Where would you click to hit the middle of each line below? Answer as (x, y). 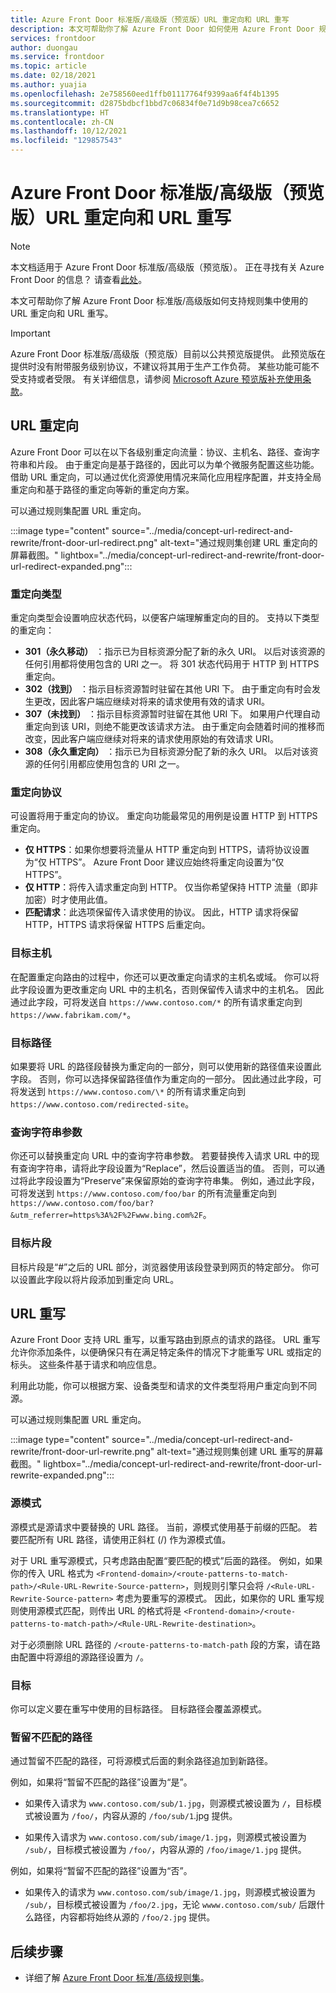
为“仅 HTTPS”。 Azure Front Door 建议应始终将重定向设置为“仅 (154, 862)
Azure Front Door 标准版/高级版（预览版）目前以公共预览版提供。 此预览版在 (168, 353)
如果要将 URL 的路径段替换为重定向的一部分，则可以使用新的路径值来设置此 (166, 1066)
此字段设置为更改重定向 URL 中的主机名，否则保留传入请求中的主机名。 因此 (167, 989)
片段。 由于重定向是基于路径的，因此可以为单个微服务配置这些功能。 (178, 464)
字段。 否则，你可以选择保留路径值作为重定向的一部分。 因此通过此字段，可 (166, 1078)
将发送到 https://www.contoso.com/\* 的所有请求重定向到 (128, 1091)
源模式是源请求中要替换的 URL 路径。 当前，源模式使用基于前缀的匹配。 (158, 1527)
